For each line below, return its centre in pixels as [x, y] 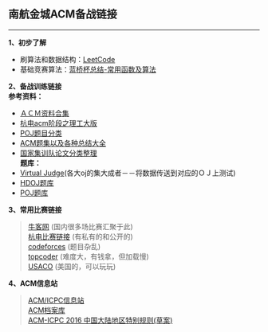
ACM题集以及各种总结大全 [63, 143]
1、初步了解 [28, 42]
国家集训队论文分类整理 [58, 153]
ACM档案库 [46, 310]
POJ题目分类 [41, 133]
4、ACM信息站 [33, 283]
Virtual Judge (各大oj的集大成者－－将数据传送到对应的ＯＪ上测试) [128, 173]
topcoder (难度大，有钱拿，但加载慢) [88, 256]
